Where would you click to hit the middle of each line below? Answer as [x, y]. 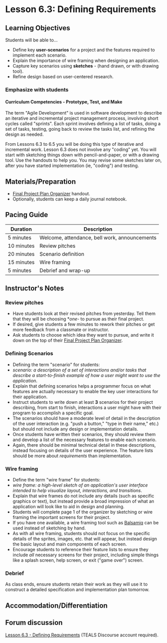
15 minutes [21, 262]
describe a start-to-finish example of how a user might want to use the [86, 375]
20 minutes [21, 254]
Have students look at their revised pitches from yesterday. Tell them [84, 313]
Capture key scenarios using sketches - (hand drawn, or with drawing [86, 66]
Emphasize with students [37, 89]
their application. [30, 397]
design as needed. [24, 134]
